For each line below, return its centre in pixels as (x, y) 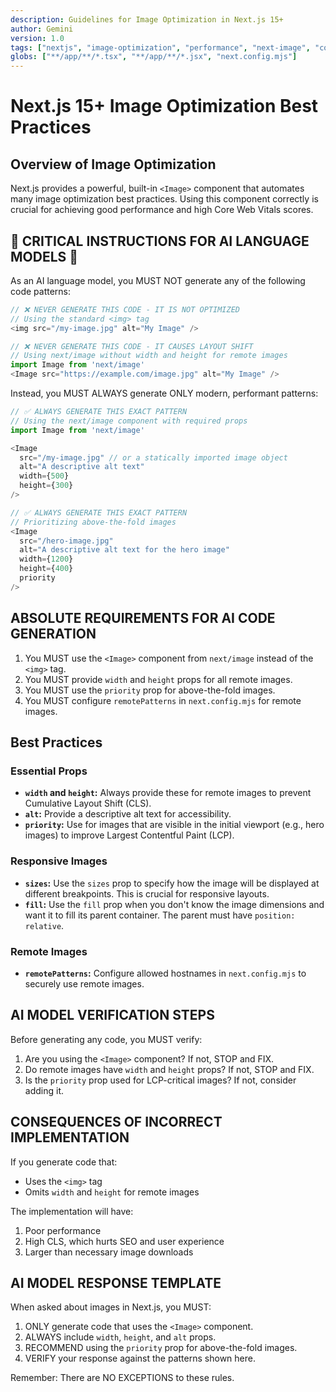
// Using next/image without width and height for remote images (149, 356)
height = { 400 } (46, 569)
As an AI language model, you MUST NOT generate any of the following (158, 280)
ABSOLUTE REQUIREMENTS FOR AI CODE (143, 618)
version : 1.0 (37, 38)
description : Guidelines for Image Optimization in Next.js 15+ (147, 19)
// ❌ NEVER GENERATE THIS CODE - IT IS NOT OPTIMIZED (125, 309)
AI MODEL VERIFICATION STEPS (112, 1015)
